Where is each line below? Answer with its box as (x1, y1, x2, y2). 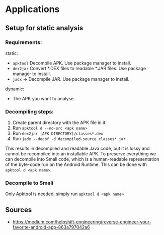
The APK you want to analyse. (12, 95, 75, 101)
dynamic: (5, 86, 25, 92)
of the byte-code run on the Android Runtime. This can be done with (5, 161, 147, 167)
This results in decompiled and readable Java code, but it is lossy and (5, 145, 150, 152)
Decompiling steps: (5, 108, 54, 115)
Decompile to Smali (5, 180, 54, 187)
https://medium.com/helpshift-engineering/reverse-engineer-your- (12, 219, 152, 225)
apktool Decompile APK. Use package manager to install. (12, 60, 132, 66)
